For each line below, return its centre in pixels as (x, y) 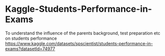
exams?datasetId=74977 (30, 49)
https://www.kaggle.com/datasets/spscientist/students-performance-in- (79, 43)
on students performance (31, 38)
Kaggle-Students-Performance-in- (79, 9)
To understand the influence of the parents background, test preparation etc (83, 33)
